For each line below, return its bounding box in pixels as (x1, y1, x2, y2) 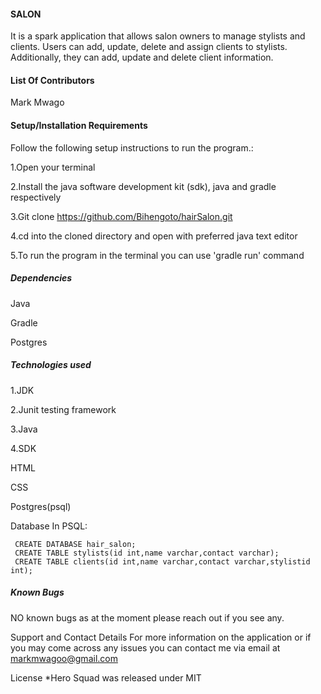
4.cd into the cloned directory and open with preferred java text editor (10, 230, 298, 242)
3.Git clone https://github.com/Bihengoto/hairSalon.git (10, 210, 233, 222)
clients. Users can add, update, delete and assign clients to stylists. (10, 41, 288, 53)
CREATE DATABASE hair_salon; (14, 539, 137, 549)
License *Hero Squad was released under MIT (10, 671, 202, 684)
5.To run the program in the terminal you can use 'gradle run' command (10, 249, 305, 261)
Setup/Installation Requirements (10, 120, 148, 131)
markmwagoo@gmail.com (10, 652, 118, 664)
